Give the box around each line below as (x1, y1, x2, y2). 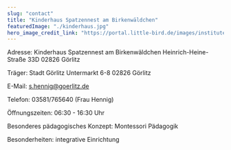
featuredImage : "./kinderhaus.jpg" (7, 23, 109, 30)
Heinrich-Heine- (162, 48, 209, 56)
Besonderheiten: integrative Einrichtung (7, 136, 120, 144)
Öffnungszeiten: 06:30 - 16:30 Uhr (7, 109, 105, 117)
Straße (7, 56, 26, 64)
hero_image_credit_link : (7, 29, 78, 36)
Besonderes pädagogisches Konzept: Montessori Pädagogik (7, 122, 179, 131)
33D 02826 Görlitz (27, 56, 80, 64)
